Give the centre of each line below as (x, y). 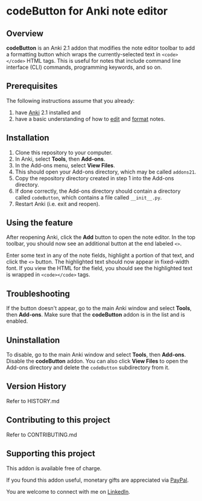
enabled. (17, 321)
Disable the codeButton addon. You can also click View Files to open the (97, 361)
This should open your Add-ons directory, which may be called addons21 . (106, 172)
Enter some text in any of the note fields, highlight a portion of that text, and (100, 256)
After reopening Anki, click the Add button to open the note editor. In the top (101, 238)
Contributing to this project (58, 420)
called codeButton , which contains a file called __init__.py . (88, 197)
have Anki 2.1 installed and (48, 112)
